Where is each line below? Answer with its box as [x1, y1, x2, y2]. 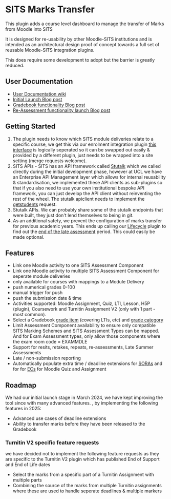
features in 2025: [5, 406, 42, 412]
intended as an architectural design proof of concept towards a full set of [5, 41, 160, 47]
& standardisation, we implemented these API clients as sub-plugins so [12, 179, 163, 185]
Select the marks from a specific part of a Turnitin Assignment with [12, 471, 155, 478]
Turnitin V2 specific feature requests [5, 439, 99, 446]
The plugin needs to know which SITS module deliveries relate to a [12, 136, 154, 142]
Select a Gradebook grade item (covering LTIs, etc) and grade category [12, 317, 164, 323]
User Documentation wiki [12, 91, 67, 97]
